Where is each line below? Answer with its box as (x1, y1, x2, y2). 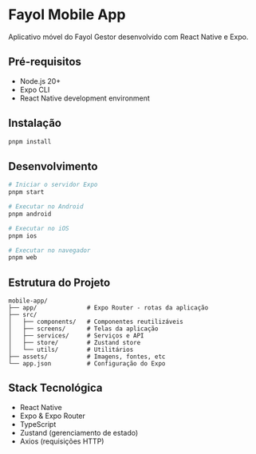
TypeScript (19, 419, 57, 428)
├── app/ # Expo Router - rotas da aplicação (8, 304, 209, 312)
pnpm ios (8, 231, 37, 240)
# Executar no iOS (8, 224, 69, 232)
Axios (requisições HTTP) (19, 436, 104, 446)
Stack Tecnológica (8, 381, 103, 395)
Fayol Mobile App (8, 6, 126, 24)
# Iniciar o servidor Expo (8, 181, 98, 189)
